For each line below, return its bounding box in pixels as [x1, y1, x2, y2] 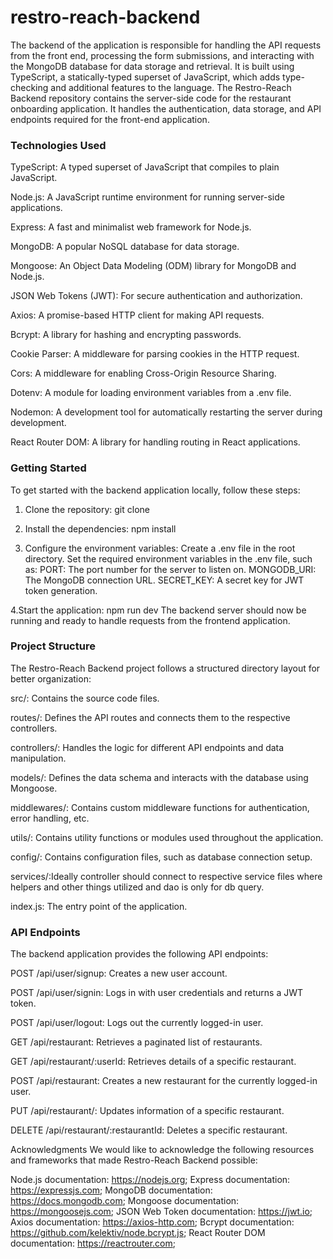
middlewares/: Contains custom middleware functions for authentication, [10, 801, 310, 813]
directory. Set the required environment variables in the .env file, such [24, 552, 313, 565]
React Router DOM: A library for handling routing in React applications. [10, 436, 301, 448]
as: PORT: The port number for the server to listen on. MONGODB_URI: [24, 563, 317, 575]
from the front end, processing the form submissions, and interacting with [10, 49, 315, 61]
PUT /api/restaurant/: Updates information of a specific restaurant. [10, 1105, 285, 1117]
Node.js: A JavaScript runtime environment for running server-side [10, 191, 285, 203]
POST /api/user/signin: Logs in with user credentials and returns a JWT [10, 987, 304, 999]
